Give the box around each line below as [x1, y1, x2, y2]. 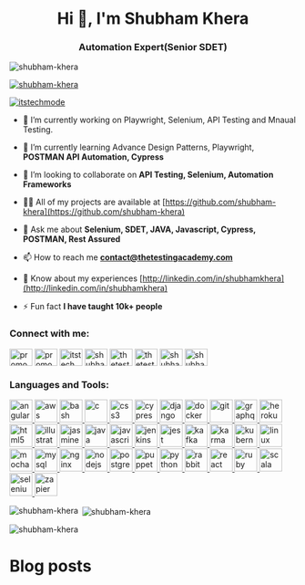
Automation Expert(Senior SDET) [78, 41, 228, 54]
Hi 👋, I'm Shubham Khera [56, 8, 249, 29]
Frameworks [22, 179, 72, 190]
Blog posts [9, 556, 92, 576]
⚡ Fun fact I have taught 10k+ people [22, 301, 163, 312]
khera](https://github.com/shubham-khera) [22, 206, 185, 217]
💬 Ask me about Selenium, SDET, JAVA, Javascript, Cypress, [22, 224, 257, 235]
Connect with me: [9, 328, 90, 340]
